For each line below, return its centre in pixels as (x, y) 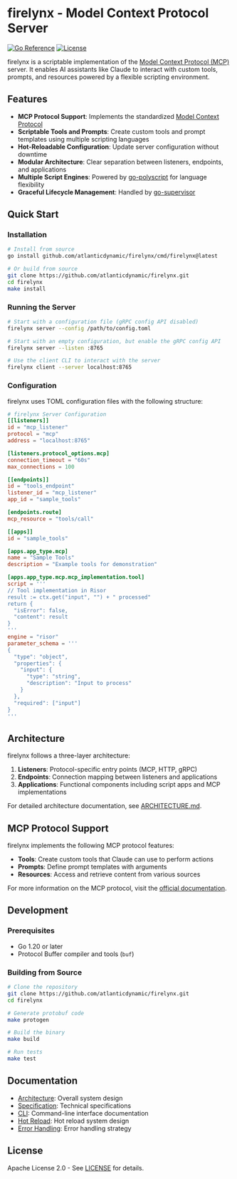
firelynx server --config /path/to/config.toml (79, 328)
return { (20, 604)
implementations (42, 792)
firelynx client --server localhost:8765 (70, 367)
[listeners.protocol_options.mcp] (59, 454)
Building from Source (45, 972)
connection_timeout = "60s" (49, 460)
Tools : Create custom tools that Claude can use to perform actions (115, 859)
